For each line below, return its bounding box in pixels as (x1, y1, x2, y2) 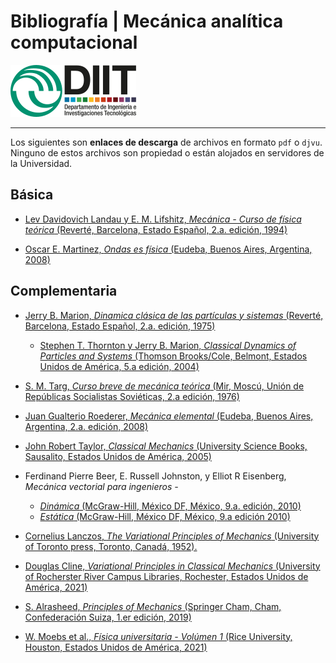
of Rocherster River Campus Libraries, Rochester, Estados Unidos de (24, 570, 309, 582)
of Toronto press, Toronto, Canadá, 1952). (24, 540, 198, 552)
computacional (10, 31, 138, 54)
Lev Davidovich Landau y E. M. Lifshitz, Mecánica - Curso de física (24, 213, 302, 225)
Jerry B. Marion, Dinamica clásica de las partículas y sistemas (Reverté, (24, 309, 324, 321)
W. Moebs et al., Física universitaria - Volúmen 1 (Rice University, (24, 630, 293, 642)
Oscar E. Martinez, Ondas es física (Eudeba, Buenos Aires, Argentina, (24, 243, 313, 255)
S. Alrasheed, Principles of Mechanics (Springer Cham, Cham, (24, 600, 282, 612)
